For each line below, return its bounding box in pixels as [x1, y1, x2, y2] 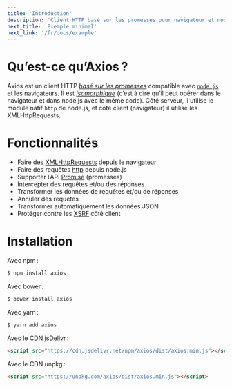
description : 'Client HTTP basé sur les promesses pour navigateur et [7, 17, 215, 23]
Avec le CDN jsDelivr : [7, 334, 69, 342]
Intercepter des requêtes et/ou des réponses [17, 180, 145, 188]
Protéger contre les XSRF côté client [17, 210, 121, 218]
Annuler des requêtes [17, 195, 79, 204]
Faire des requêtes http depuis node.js [17, 166, 127, 174]
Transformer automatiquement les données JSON [17, 202, 159, 210]
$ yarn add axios [7, 321, 57, 328]
